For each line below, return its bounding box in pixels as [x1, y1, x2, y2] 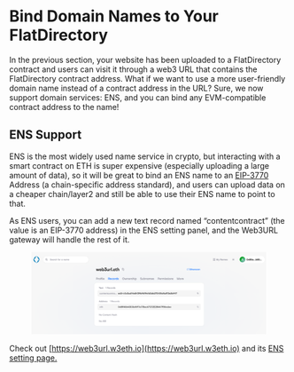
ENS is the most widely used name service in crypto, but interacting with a [9, 151, 281, 162]
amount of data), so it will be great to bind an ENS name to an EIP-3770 [9, 170, 269, 180]
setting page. [9, 352, 58, 363]
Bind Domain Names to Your [9, 6, 220, 27]
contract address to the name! [9, 101, 120, 112]
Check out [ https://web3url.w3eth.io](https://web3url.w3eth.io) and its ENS [9, 343, 284, 353]
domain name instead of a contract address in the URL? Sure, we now [9, 83, 264, 93]
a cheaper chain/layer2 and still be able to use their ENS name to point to [9, 188, 276, 199]
